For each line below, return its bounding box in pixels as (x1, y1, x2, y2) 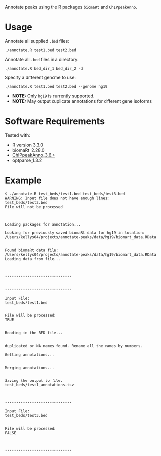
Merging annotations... (5, 365, 54, 370)
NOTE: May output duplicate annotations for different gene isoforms (12, 98, 152, 104)
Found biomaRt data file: (5, 248, 58, 253)
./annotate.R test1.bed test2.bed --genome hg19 (5, 84, 107, 89)
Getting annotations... (5, 352, 54, 357)
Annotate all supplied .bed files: (5, 38, 69, 44)
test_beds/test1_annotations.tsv (5, 382, 74, 387)
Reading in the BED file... (5, 330, 63, 335)
